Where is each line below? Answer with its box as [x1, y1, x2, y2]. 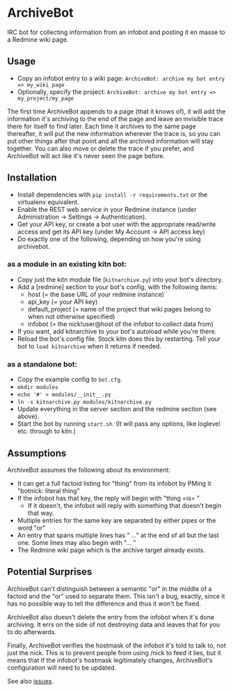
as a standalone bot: [7, 359, 78, 369]
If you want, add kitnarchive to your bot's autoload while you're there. [17, 327, 217, 335]
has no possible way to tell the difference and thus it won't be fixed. [7, 599, 202, 608]
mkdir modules [17, 384, 58, 391]
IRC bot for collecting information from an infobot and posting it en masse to [7, 28, 225, 36]
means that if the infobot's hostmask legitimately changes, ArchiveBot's [7, 656, 214, 664]
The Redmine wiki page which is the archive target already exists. [17, 546, 206, 554]
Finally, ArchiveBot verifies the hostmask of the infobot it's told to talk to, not [7, 641, 226, 649]
